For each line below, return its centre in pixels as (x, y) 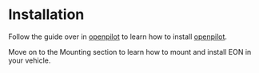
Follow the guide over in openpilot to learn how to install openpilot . (118, 36)
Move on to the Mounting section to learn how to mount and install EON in (130, 52)
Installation (46, 15)
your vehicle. (30, 60)
